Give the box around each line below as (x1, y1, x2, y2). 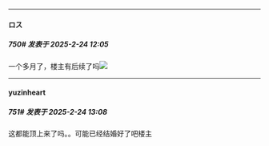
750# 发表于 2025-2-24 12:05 (8, 39, 110, 49)
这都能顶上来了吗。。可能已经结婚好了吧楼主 (8, 129, 152, 139)
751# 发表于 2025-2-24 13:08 (8, 107, 108, 116)
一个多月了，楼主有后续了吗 (8, 61, 100, 71)
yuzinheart (8, 87, 46, 97)
